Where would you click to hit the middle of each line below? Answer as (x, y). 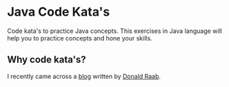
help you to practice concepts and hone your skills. (80, 38)
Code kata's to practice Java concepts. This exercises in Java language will (114, 31)
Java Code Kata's (59, 12)
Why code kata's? (47, 60)
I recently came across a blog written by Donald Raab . (84, 76)
